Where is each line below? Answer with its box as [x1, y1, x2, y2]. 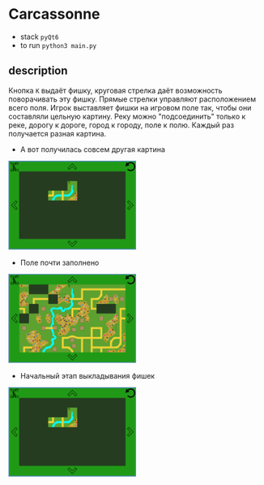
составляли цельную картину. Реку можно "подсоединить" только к [8, 111, 246, 121]
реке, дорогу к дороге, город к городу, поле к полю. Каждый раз [8, 119, 235, 130]
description [8, 64, 68, 78]
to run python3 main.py [19, 40, 97, 50]
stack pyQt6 [19, 32, 59, 41]
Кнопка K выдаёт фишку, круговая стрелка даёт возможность [8, 85, 223, 95]
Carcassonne [8, 5, 100, 24]
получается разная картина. [8, 128, 107, 138]
